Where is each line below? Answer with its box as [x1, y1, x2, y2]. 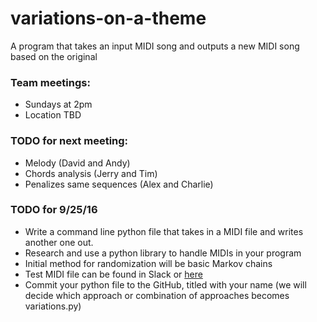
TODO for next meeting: [10, 134, 129, 148]
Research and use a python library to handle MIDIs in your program [24, 247, 302, 259]
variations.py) [24, 300, 82, 312]
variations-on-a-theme [10, 7, 207, 30]
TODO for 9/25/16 [10, 203, 98, 217]
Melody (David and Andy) [24, 157, 131, 169]
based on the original [10, 50, 98, 62]
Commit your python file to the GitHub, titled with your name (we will [24, 278, 307, 291]
